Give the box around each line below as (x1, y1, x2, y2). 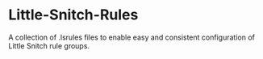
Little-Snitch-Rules (8, 6, 139, 24)
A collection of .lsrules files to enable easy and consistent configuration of (8, 32, 256, 42)
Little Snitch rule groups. (8, 40, 90, 50)
